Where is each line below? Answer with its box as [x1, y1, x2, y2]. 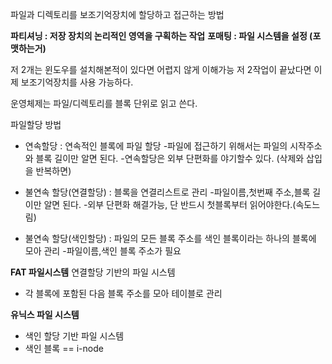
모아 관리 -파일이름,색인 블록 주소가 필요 [24, 245, 182, 257]
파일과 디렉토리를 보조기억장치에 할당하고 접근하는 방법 [10, 9, 225, 20]
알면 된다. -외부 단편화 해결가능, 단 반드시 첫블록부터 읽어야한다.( [43, 199, 297, 210]
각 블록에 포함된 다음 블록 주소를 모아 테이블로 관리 [24, 288, 223, 299]
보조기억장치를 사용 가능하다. [20, 76, 134, 88]
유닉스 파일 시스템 [10, 309, 80, 320]
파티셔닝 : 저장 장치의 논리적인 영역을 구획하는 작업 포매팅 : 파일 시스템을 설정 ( [10, 30, 313, 42]
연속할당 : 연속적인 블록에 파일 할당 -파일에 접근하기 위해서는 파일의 [24, 140, 288, 152]
